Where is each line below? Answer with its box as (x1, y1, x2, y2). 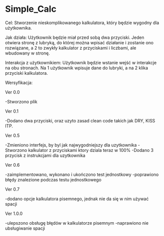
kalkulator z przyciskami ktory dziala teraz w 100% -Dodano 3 (28, 147, 154, 153)
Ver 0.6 (5, 162, 20, 168)
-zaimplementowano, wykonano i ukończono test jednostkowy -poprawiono (5, 171, 159, 177)
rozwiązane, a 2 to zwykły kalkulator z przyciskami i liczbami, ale (5, 45, 137, 51)
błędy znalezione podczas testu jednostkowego (5, 177, 102, 182)
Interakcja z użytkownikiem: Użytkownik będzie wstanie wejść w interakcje (5, 59, 157, 65)
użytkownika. (5, 25, 32, 30)
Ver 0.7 (5, 186, 20, 192)
